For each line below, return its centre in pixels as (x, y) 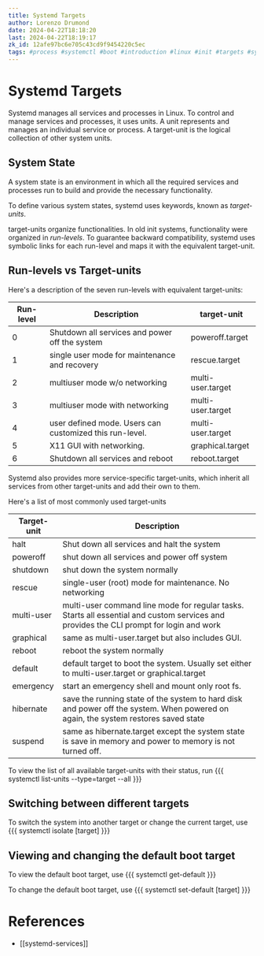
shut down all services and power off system (145, 556)
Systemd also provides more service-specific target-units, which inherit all (129, 478)
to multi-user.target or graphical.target (134, 673)
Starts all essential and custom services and (144, 615)
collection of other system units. (60, 138)
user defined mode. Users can (105, 422)
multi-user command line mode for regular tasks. (153, 605)
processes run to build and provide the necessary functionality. (111, 190)
